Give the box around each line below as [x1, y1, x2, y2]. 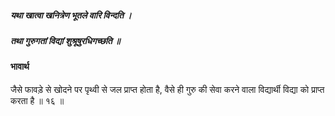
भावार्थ [10, 61, 30, 73]
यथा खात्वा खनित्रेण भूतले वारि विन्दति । [10, 9, 132, 21]
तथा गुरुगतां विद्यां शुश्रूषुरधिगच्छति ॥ [10, 34, 121, 46]
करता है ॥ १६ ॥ [10, 94, 65, 106]
